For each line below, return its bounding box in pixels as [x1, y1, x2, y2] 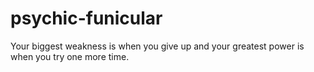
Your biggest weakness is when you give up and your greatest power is [10, 40, 305, 52]
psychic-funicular [10, 7, 163, 30]
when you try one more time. [10, 50, 130, 62]
